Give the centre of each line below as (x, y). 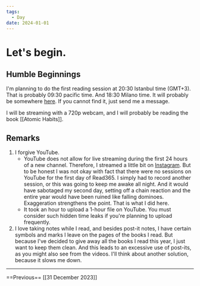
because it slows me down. (48, 260)
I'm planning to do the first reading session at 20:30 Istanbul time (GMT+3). (99, 89)
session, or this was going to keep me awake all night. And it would (106, 184)
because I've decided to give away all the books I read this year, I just (100, 241)
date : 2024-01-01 (28, 23)
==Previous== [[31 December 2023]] (52, 278)
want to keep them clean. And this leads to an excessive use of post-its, (103, 248)
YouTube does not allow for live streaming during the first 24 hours (106, 159)
